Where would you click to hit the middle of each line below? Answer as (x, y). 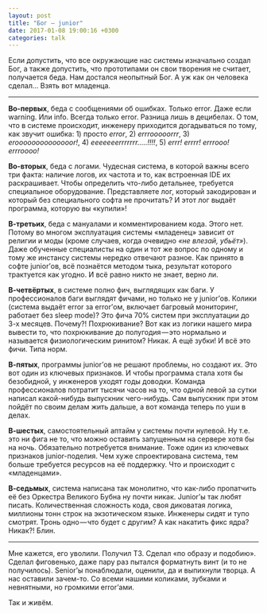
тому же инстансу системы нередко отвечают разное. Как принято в (126, 258)
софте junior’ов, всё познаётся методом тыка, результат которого (120, 266)
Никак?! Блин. (32, 530)
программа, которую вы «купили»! (68, 208)
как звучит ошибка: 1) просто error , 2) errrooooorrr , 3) (99, 134)
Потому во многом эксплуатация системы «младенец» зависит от (121, 232)
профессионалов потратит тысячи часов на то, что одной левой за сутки (132, 390)
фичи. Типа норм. (38, 349)
